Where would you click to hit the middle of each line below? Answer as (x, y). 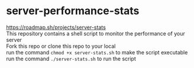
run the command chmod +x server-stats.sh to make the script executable (97, 52)
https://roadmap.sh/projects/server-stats (56, 27)
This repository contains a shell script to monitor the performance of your (96, 33)
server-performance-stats (73, 11)
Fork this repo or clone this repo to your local (61, 46)
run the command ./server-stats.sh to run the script (71, 59)
